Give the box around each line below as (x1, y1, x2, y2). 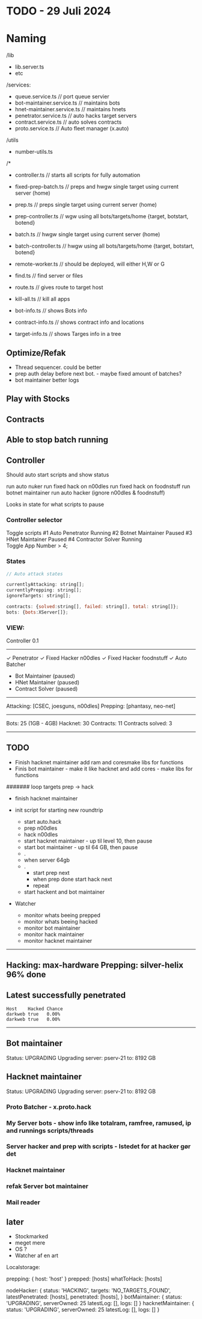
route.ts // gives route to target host (14, 284, 103, 291)
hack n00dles (23, 830, 58, 838)
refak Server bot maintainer (6, 1182, 89, 1190)
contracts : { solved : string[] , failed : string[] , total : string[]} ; (6, 604, 179, 610)
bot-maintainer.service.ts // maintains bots (14, 99, 120, 106)
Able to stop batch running (6, 434, 109, 445)
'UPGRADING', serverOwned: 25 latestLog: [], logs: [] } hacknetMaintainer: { (6, 1300, 194, 1307)
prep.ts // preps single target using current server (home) (14, 201, 158, 209)
